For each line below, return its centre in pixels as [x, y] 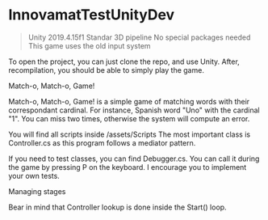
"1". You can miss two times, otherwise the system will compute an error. [129, 118]
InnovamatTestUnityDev [92, 15]
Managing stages [37, 191]
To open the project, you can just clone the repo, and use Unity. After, [124, 61]
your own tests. [34, 176]
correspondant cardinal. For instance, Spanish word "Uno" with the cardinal [134, 110]
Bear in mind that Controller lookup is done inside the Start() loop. [118, 207]
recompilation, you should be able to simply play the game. [106, 70]
